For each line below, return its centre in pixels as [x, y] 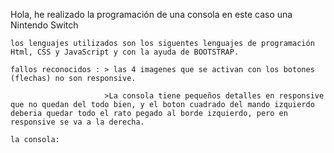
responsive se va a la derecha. [77, 122]
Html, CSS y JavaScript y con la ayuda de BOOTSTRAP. [125, 52]
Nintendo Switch [44, 25]
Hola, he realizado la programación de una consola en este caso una [151, 14]
